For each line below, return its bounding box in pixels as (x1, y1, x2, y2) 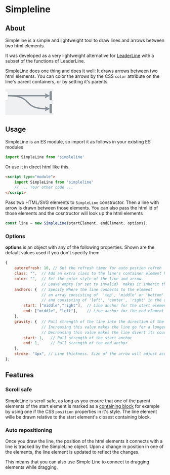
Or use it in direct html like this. (5, 164, 70, 170)
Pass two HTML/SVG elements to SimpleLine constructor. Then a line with (5, 199, 159, 205)
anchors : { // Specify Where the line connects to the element (14, 287, 153, 292)
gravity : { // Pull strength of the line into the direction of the (14, 319, 164, 324)
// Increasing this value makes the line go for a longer (41, 324, 166, 330)
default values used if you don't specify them (5, 250, 100, 256)
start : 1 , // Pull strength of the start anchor (23, 335, 133, 340)
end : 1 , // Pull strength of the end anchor (23, 341, 128, 346)
